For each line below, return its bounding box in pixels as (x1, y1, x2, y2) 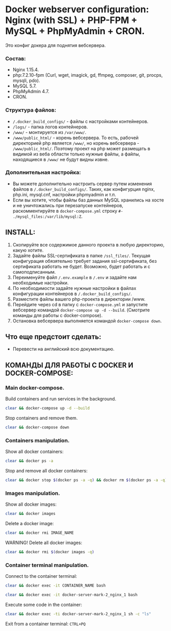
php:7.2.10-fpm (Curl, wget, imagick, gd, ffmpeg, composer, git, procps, (12, 72, 163, 78)
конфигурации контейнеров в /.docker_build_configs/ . (12, 290, 132, 297)
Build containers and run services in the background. (5, 396, 117, 402)
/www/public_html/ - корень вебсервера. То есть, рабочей (12, 134, 139, 141)
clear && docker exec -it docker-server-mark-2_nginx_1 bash (5, 592, 138, 598)
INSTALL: (5, 228, 36, 237)
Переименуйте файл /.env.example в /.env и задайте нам (12, 274, 137, 280)
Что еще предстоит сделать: (5, 332, 102, 341)
